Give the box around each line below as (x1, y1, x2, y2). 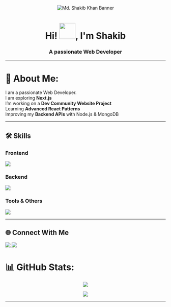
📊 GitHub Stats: (5, 261, 75, 273)
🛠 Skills (5, 131, 32, 140)
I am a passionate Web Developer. (5, 89, 77, 96)
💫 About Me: (5, 73, 59, 84)
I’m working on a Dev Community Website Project (5, 100, 112, 107)
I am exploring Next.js (5, 95, 52, 101)
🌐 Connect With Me (5, 228, 69, 237)
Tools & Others (5, 197, 43, 204)
